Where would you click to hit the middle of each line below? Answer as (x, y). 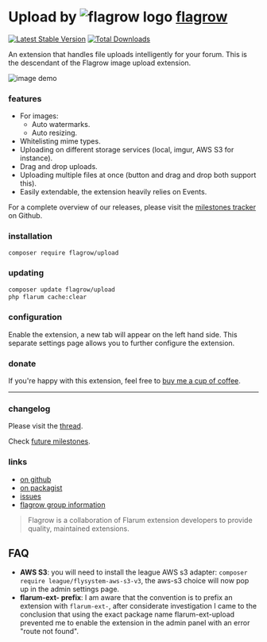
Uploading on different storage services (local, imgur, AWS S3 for (127, 150)
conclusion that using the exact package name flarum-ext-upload (127, 614)
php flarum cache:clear (48, 297)
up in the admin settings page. (70, 589)
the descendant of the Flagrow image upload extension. (100, 63)
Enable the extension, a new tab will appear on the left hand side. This (123, 334)
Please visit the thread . (46, 426)
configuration (35, 317)
